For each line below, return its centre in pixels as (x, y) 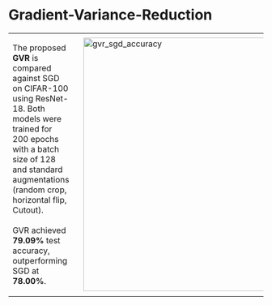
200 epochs (36, 139)
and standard (38, 170)
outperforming (40, 260)
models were (37, 118)
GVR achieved (39, 230)
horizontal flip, (40, 200)
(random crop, (40, 190)
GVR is (25, 58)
